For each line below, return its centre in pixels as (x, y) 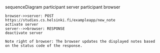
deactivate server (24, 33)
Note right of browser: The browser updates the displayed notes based (80, 41)
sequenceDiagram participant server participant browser (63, 7)
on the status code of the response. (44, 46)
